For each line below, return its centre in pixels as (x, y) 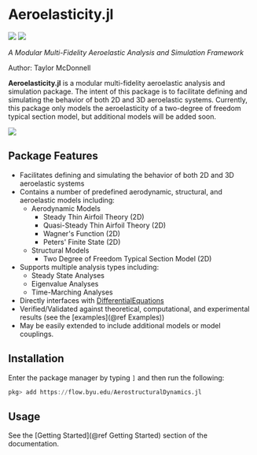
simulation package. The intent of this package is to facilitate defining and (128, 91)
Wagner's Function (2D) (81, 233)
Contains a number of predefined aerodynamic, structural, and (121, 191)
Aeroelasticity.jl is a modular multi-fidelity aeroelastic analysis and (117, 83)
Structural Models (60, 250)
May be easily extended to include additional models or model (120, 325)
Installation (36, 359)
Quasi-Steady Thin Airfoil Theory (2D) (105, 225)
